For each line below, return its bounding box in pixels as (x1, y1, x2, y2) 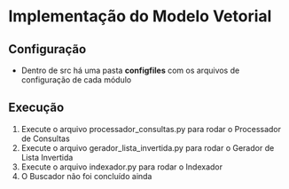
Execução (8, 100, 65, 115)
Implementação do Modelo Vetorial (8, 6, 272, 27)
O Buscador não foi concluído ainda (20, 170, 152, 181)
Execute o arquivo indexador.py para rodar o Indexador (20, 161, 223, 172)
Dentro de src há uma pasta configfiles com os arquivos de (20, 65, 240, 75)
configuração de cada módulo (20, 75, 132, 85)
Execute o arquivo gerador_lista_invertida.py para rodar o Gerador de (20, 142, 275, 153)
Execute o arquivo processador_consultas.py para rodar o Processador (20, 123, 281, 134)
